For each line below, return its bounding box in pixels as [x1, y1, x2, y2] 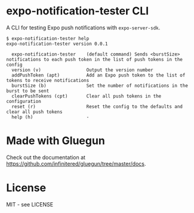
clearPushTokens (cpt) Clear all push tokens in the [11, 93, 162, 99]
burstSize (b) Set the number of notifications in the [11, 83, 188, 89]
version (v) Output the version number [11, 67, 153, 73]
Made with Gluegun [6, 134, 106, 148]
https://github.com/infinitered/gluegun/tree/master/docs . [6, 160, 146, 167]
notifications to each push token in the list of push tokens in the [6, 56, 183, 62]
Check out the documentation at [6, 154, 85, 161]
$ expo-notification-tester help [6, 35, 90, 41]
